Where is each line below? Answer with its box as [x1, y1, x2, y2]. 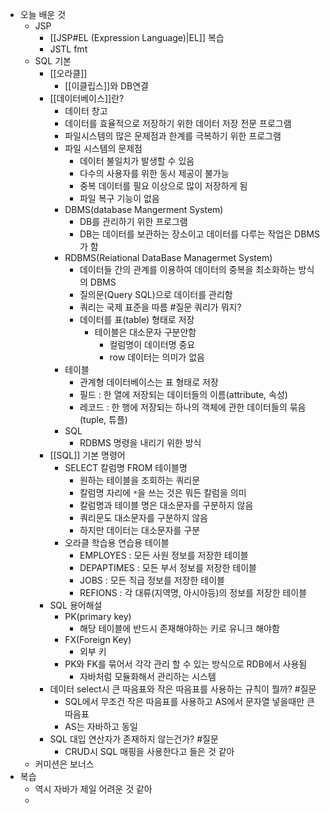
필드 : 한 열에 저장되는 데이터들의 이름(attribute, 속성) [79, 389, 288, 400]
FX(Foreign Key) [64, 634, 132, 645]
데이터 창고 [64, 105, 108, 117]
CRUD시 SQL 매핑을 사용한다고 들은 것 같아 [64, 746, 235, 757]
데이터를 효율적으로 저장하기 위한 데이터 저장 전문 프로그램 [64, 118, 292, 129]
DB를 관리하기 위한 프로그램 [79, 216, 188, 227]
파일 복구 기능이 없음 [79, 193, 160, 204]
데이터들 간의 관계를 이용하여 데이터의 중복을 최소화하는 [79, 264, 297, 275]
